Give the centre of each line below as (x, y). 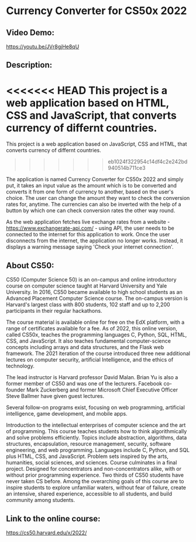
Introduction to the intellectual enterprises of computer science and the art (96, 425)
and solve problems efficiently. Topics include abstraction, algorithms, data (97, 438)
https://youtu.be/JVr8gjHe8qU (43, 46)
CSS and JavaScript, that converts (91, 115)
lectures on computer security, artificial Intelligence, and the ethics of (90, 360)
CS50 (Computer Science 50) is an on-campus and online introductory (91, 280)
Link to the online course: (53, 518)
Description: (29, 65)
